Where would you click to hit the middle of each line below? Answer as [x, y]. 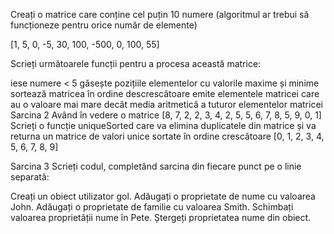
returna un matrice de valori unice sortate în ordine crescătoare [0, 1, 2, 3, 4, [167, 136]
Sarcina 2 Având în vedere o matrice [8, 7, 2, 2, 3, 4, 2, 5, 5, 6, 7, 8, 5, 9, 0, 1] [166, 115]
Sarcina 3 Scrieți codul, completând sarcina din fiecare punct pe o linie [156, 166]
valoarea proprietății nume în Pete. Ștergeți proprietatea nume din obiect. [161, 217]
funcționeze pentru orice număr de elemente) [104, 25]
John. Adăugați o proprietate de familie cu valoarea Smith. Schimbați [152, 207]
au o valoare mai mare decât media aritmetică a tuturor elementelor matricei [166, 104]
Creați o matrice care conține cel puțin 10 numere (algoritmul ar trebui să [160, 14]
